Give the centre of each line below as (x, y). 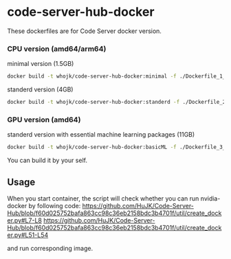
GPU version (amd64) (44, 120)
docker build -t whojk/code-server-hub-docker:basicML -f (92, 147)
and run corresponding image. (50, 248)
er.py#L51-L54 (28, 235)
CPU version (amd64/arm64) (57, 49)
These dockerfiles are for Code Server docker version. (84, 31)
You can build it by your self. (47, 160)
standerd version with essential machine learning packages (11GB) (101, 135)
